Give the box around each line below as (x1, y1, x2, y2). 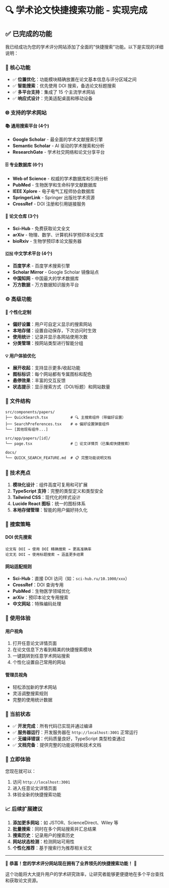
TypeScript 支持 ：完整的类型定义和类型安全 (12, 488, 104, 494)
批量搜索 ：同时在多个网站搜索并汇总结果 (12, 826, 97, 832)
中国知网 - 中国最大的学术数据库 (12, 275, 79, 282)
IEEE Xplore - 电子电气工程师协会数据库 (12, 188, 95, 194)
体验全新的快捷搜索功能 (12, 791, 61, 798)
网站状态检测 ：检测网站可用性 (12, 838, 74, 845)
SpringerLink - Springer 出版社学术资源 (12, 194, 95, 200)
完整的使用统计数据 (12, 696, 53, 703)
